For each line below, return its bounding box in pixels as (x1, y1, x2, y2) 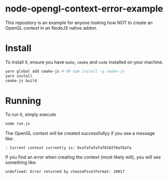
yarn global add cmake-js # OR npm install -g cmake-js (5, 69, 125, 74)
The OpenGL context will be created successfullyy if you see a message (5, 130, 155, 136)
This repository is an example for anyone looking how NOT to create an (5, 20, 153, 26)
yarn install (5, 73, 33, 78)
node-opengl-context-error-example (5, 3, 163, 15)
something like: (5, 159, 37, 165)
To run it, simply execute (5, 111, 56, 118)
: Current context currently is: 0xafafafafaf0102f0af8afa (5, 145, 132, 150)
